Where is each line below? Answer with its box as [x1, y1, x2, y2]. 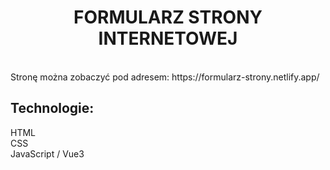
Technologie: [10, 100, 95, 117]
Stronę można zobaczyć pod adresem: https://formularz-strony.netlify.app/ [10, 71, 320, 83]
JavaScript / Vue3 [10, 147, 85, 160]
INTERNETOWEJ [98, 27, 238, 50]
